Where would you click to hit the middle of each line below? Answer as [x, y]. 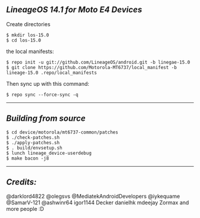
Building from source [46, 119]
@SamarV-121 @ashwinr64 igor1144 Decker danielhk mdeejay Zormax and [98, 203]
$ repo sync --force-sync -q [42, 95]
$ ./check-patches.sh [33, 137]
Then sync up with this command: [48, 83]
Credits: [21, 182]
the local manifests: [30, 51]
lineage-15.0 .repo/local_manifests [51, 73]
